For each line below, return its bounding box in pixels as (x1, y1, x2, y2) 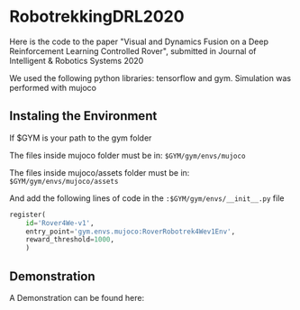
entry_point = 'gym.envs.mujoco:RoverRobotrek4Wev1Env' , (25, 227, 236, 236)
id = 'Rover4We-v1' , (25, 218, 95, 227)
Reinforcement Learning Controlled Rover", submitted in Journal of (9, 45, 257, 56)
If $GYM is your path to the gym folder (9, 132, 152, 143)
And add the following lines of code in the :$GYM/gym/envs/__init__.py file (9, 192, 285, 204)
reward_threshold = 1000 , (25, 235, 115, 244)
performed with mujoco (9, 82, 97, 93)
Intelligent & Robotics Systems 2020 (9, 55, 144, 66)
